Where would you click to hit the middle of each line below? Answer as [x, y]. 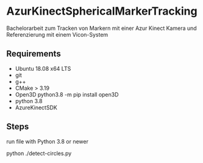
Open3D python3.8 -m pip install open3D [67, 94]
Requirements [34, 54]
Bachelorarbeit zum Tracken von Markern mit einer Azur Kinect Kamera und [101, 28]
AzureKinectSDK [36, 107]
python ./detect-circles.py [39, 153]
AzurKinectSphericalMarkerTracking [102, 11]
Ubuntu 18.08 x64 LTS [43, 68]
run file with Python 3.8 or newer [48, 141]
